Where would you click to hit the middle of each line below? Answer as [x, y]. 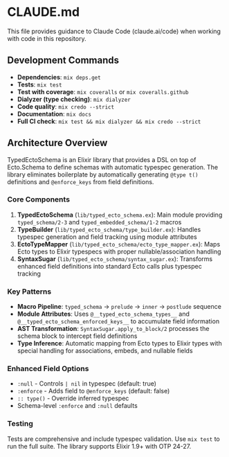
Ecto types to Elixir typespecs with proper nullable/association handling [119, 251]
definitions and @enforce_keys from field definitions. [81, 181]
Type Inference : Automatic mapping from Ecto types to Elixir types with [120, 343]
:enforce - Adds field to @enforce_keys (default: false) [93, 391]
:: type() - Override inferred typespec [73, 398]
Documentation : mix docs [54, 114]
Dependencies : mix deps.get [59, 77]
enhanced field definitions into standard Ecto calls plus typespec [109, 266]
